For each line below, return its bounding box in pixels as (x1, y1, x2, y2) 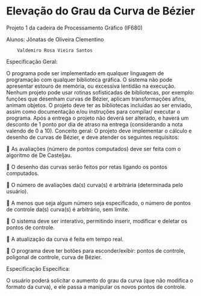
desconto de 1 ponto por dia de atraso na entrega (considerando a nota (6, 120, 183, 128)
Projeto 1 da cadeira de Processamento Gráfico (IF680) (6, 24, 143, 31)
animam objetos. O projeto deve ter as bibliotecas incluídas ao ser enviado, (6, 101, 193, 109)
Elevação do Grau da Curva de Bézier (6, 4, 196, 18)
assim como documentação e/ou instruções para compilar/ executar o (6, 108, 181, 115)
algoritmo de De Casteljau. (6, 152, 72, 159)
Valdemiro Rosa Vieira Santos (17, 47, 93, 54)
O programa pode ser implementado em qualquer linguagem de (6, 69, 164, 76)
